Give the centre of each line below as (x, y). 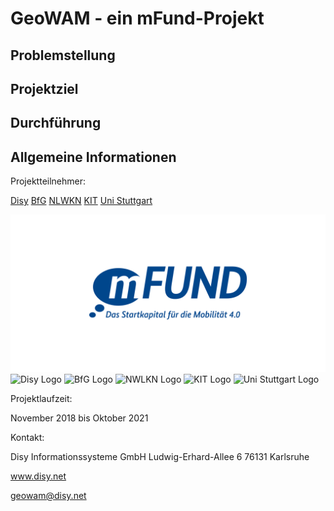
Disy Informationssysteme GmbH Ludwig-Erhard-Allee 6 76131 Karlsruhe (160, 457)
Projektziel (44, 88)
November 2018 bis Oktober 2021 (79, 418)
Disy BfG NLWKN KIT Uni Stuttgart (81, 201)
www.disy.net (38, 476)
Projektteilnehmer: (48, 181)
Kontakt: (27, 438)
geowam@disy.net (48, 496)
